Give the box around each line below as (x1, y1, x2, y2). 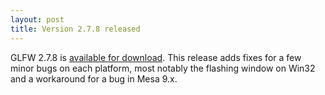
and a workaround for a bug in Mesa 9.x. (10, 72, 178, 85)
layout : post (10, 14, 65, 25)
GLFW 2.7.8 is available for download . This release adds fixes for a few (10, 51, 302, 63)
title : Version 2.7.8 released (10, 24, 141, 34)
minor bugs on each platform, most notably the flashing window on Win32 (10, 62, 316, 74)
